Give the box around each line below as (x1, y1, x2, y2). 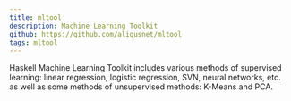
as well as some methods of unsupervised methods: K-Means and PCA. (9, 81, 274, 92)
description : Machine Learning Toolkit (9, 21, 158, 30)
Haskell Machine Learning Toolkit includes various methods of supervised (9, 63, 282, 73)
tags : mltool (9, 38, 58, 47)
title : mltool (9, 13, 63, 22)
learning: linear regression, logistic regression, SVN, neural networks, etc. (9, 72, 281, 83)
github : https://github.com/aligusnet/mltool (9, 29, 182, 38)
